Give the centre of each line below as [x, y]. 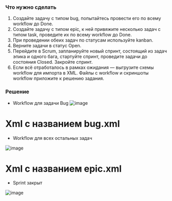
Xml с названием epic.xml [64, 169]
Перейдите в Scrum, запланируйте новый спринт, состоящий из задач [90, 51]
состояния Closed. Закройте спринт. [53, 62]
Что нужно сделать [31, 7]
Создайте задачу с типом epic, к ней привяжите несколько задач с [87, 29]
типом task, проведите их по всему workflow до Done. [72, 35]
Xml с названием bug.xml [63, 124]
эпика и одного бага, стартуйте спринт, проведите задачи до [80, 57]
